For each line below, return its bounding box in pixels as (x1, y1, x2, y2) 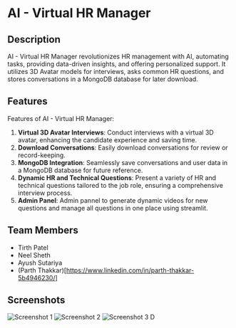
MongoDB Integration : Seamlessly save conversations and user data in (17, 158, 228, 166)
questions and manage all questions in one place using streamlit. (17, 203, 208, 212)
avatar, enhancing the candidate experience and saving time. (17, 135, 197, 144)
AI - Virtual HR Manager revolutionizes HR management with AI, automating (7, 52, 230, 60)
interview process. (17, 189, 73, 197)
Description (7, 33, 61, 46)
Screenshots (7, 294, 66, 307)
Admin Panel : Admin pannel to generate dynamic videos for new (17, 196, 208, 204)
